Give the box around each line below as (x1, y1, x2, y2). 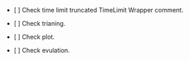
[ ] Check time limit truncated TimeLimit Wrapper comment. (13, 6, 184, 14)
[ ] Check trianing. (13, 19, 66, 27)
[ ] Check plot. (13, 33, 55, 41)
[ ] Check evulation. (13, 46, 71, 54)
